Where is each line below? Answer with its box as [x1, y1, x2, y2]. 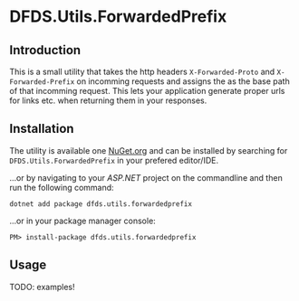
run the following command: [9, 182, 115, 193]
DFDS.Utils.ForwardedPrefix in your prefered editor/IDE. [9, 155, 219, 165]
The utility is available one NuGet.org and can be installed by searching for [9, 145, 288, 155]
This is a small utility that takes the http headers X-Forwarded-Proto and [9, 66, 275, 77]
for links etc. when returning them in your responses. [9, 95, 207, 106]
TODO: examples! [9, 281, 75, 292]
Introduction [9, 42, 82, 58]
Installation [9, 121, 74, 136]
